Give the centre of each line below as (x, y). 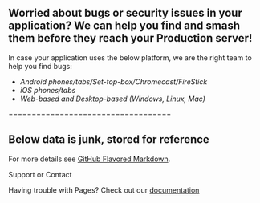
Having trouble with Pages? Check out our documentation (104, 190)
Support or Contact (40, 174)
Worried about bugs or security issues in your (125, 13)
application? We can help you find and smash (124, 26)
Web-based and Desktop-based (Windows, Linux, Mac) (113, 99)
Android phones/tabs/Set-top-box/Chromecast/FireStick (114, 81)
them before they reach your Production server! (130, 38)
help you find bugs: (40, 66)
